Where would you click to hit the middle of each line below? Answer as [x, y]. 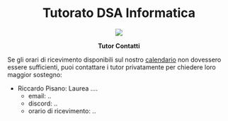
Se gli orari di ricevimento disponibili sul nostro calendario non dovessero [114, 59]
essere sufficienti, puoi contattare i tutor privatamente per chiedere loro [112, 67]
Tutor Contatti [119, 46]
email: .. [40, 96]
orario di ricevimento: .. [62, 110]
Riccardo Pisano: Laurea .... [57, 88]
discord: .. [43, 103]
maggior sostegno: [35, 74]
